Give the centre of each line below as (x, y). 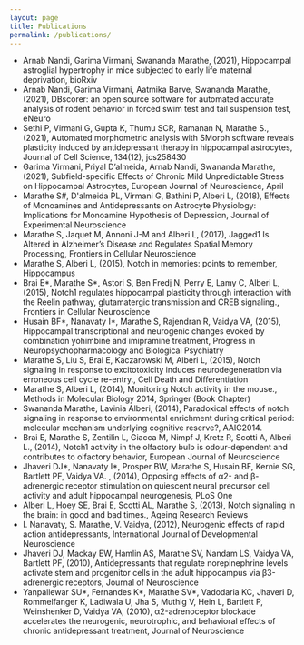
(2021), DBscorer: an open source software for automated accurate (148, 99)
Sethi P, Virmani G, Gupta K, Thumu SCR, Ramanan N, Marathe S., (146, 128)
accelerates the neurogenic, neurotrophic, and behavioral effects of (149, 621)
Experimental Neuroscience (74, 225)
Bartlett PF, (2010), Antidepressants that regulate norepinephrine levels (155, 563)
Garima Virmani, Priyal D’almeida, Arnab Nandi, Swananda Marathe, (149, 167)
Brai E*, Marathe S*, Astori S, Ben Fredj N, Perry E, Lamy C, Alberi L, (151, 283)
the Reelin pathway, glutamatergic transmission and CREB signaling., (151, 302)
